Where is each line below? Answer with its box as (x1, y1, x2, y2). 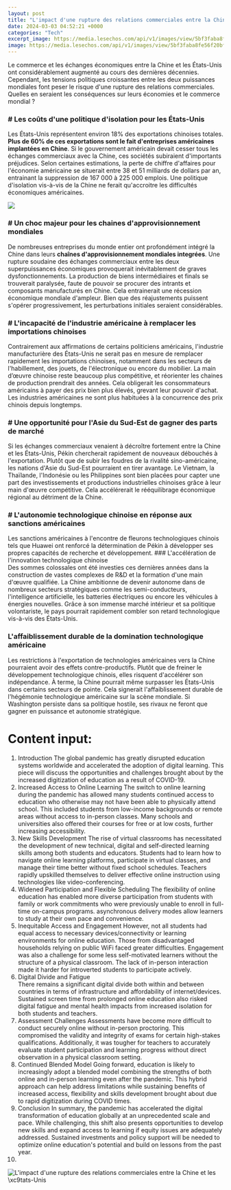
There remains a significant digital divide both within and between (17, 980, 204, 988)
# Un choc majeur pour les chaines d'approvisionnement (8, 218, 201, 228)
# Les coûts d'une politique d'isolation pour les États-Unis (8, 114, 205, 124)
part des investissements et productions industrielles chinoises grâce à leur (8, 479, 221, 487)
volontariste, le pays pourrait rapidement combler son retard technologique (8, 607, 220, 615)
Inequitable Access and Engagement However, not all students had (17, 922, 208, 930)
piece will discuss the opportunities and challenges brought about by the (17, 768, 223, 777)
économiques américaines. (8, 188, 84, 196)
